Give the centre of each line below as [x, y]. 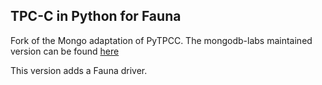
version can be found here [65, 51]
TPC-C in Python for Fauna [96, 16]
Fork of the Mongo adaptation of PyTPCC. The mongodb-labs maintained [161, 40]
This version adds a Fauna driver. [79, 70]
